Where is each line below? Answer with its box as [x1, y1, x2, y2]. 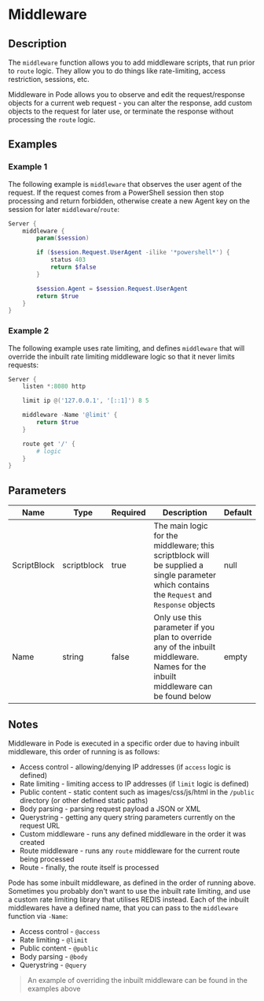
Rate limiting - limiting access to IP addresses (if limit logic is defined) [19, 779, 249, 788]
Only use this [153, 612, 202, 623]
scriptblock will [153, 550, 210, 561]
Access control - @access [19, 926, 101, 936]
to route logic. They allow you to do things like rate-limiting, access [8, 66, 226, 76]
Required [111, 507, 147, 518]
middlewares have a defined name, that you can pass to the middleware [8, 902, 239, 912]
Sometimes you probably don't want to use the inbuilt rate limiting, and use [8, 886, 251, 895]
